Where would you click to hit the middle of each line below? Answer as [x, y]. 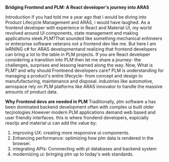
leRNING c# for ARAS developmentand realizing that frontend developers [81, 49]
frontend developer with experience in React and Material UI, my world [78, 28]
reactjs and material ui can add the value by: [51, 123]
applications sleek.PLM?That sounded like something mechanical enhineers [84, 38]
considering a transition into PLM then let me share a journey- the [73, 60]
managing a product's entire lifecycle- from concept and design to [74, 76]
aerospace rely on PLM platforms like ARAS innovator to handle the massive [84, 87]
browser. [22, 143]
